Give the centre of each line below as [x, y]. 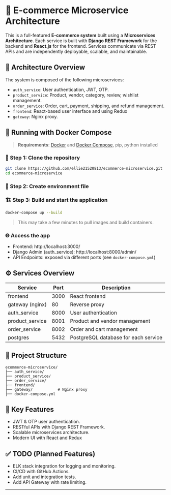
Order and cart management [104, 329]
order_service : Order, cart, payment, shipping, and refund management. [89, 106]
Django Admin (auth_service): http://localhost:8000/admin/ [74, 252]
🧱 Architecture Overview [45, 67]
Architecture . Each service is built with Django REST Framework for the [81, 41]
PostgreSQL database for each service [116, 337]
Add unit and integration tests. [44, 477]
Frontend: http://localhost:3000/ [46, 246]
